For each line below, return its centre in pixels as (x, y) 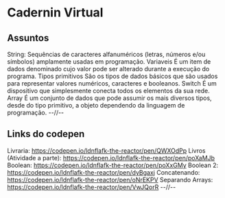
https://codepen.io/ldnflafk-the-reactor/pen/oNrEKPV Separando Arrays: (110, 180)
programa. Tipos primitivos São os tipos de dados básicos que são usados (113, 76)
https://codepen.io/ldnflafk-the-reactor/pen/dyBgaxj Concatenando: (104, 172)
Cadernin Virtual (55, 13)
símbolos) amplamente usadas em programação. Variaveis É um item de (109, 62)
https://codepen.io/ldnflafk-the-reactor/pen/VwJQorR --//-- (92, 187)
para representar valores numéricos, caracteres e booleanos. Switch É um (112, 83)
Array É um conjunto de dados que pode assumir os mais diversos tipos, (109, 98)
